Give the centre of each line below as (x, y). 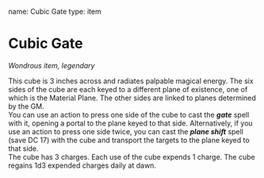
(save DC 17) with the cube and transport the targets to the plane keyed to (129, 140)
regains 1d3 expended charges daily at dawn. (82, 165)
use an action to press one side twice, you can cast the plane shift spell (126, 131)
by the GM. (27, 106)
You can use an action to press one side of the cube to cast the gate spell (129, 114)
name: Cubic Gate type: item (55, 12)
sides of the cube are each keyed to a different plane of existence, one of (128, 89)
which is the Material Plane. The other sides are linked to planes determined (132, 98)
